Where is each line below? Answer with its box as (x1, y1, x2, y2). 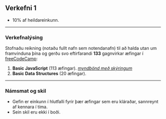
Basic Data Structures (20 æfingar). (12, 71, 86, 77)
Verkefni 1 (5, 4, 37, 12)
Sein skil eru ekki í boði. (12, 109, 61, 115)
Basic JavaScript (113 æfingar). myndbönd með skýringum (12, 65, 132, 71)
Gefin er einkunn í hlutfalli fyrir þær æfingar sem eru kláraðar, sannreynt (12, 99, 159, 105)
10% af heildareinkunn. (12, 17, 59, 23)
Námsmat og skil (5, 87, 46, 94)
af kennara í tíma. (12, 104, 48, 110)
